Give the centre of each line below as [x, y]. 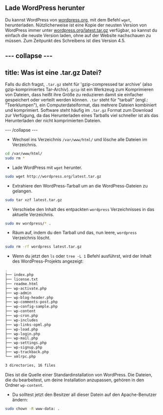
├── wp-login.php [23, 334]
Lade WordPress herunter [45, 8]
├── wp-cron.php [21, 316]
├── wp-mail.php [21, 338]
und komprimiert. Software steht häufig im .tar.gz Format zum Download [79, 110]
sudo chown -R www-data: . [32, 409]
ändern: [20, 399]
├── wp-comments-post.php [31, 302]
